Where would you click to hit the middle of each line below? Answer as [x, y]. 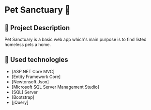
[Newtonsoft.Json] [30, 81]
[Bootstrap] [23, 97]
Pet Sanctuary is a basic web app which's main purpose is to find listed [75, 39]
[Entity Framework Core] [36, 77]
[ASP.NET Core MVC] [33, 71]
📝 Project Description [37, 28]
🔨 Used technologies [36, 60]
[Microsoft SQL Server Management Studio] [55, 87]
